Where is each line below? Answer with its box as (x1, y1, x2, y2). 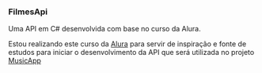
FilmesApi (8, 6, 48, 17)
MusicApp (8, 56, 42, 65)
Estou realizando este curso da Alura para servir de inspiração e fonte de (8, 39, 247, 49)
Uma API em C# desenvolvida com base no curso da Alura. (8, 24, 201, 34)
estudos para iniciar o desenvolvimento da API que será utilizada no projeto (8, 48, 255, 57)
